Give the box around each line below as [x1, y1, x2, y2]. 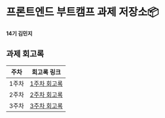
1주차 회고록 [29, 79, 64, 88]
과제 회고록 [6, 49, 45, 59]
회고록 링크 [31, 68, 61, 76]
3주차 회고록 [29, 101, 64, 110]
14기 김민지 [6, 30, 33, 37]
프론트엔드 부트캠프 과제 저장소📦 [6, 5, 159, 19]
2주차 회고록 [29, 90, 64, 98]
